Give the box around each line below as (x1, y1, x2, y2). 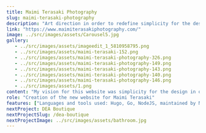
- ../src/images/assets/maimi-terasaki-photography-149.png (14, 60, 172, 66)
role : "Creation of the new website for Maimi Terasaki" (6, 94, 155, 101)
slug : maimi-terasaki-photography (6, 15, 95, 21)
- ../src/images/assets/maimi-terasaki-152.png (14, 49, 139, 55)
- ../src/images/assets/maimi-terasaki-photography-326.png (14, 55, 172, 61)
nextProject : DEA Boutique (6, 105, 75, 112)
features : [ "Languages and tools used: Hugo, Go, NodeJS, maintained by (6, 100, 196, 106)
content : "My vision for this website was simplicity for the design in (6, 89, 196, 95)
